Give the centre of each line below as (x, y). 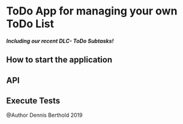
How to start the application (59, 60)
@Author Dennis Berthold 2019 (44, 115)
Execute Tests (33, 101)
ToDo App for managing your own (92, 11)
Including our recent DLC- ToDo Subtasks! (60, 41)
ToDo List (30, 24)
